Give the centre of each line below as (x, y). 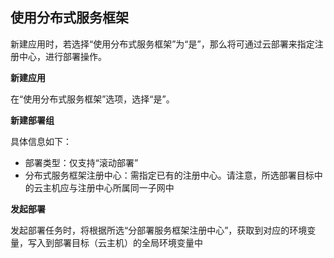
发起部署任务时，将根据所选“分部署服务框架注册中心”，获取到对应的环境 (159, 230)
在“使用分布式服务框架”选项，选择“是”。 (92, 99)
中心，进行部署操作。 (62, 56)
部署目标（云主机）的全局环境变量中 (128, 242)
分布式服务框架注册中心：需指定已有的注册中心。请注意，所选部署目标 (169, 175)
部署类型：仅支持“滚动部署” (81, 162)
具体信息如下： (41, 141)
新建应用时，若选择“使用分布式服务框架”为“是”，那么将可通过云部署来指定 (162, 44)
